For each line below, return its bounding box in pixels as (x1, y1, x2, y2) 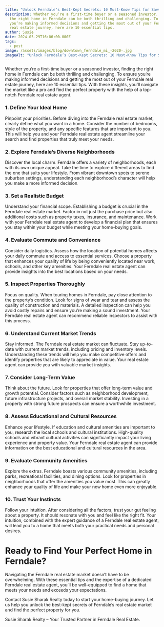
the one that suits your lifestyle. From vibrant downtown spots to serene (5, 170, 150, 176)
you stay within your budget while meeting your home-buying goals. (5, 224, 143, 230)
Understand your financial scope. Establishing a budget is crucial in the (5, 203, 148, 209)
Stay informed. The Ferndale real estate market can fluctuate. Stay (5, 341, 139, 347)
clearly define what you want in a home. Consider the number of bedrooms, (5, 120, 158, 126)
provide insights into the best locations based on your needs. (5, 269, 128, 274)
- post (9, 44, 23, 48)
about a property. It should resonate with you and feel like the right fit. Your (5, 512, 156, 518)
